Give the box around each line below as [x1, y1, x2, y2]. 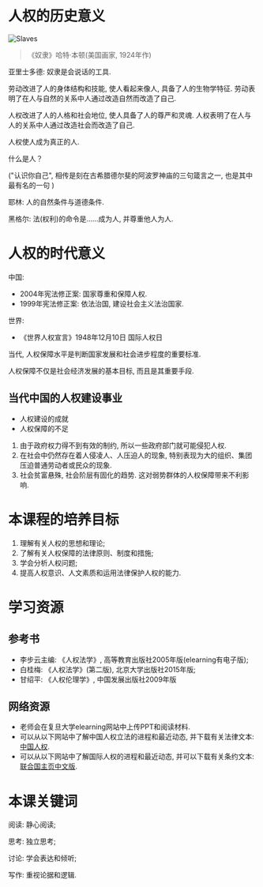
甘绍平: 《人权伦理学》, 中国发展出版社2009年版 [19, 675, 177, 684]
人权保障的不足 [19, 423, 69, 433]
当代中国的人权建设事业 [8, 392, 122, 405]
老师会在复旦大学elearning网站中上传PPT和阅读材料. [19, 722, 191, 731]
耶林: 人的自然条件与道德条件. [8, 197, 105, 206]
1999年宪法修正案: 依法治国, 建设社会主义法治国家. [19, 299, 184, 308]
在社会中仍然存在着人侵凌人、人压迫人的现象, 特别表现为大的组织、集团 [19, 450, 253, 460]
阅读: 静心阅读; [8, 820, 57, 829]
